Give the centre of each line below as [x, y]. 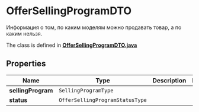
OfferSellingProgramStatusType [103, 100]
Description [169, 80]
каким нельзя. [24, 33]
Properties [26, 64]
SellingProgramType [86, 90]
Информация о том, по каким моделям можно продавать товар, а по [94, 27]
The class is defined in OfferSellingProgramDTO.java [72, 45]
